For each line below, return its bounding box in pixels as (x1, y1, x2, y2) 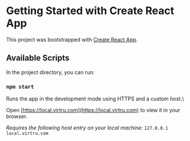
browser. (6, 113, 28, 120)
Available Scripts (6, 53, 69, 63)
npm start (6, 83, 34, 90)
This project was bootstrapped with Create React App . (6, 36, 138, 43)
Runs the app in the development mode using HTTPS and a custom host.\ (6, 95, 184, 102)
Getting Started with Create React (6, 4, 175, 18)
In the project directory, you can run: (6, 69, 95, 76)
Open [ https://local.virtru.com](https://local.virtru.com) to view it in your (6, 107, 181, 114)
